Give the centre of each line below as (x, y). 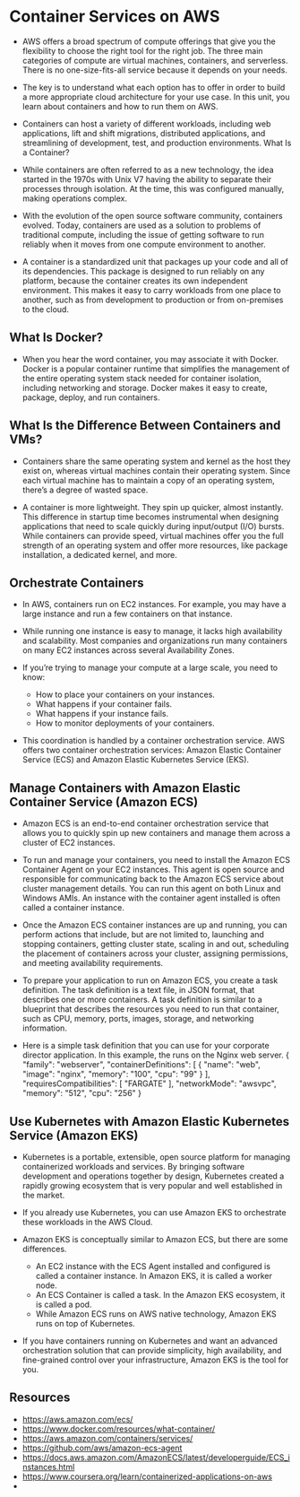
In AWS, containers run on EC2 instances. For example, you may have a (154, 605)
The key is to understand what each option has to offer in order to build (154, 87)
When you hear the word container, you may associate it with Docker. (150, 359)
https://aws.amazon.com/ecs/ (77, 1419)
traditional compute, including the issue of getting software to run (143, 234)
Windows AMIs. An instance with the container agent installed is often (151, 898)
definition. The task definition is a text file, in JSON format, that (138, 990)
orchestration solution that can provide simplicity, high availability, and (152, 1350)
